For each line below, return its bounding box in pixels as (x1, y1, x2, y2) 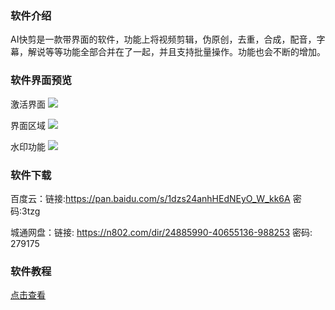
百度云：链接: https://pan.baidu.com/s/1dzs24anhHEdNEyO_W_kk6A (10, 192, 291, 204)
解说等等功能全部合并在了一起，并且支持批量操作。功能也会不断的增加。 (27, 46, 326, 58)
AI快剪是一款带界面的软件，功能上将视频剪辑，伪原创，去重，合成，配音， (10, 33, 317, 46)
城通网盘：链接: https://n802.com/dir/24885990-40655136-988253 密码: (10, 226, 313, 238)
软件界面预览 (10, 73, 73, 87)
